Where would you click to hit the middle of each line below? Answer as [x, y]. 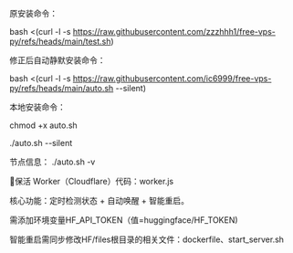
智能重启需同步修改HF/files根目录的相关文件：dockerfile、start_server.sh [147, 239]
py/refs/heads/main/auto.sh [62, 88]
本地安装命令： [37, 107]
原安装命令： [33, 13]
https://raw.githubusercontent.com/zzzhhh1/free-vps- [174, 32]
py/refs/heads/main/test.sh [60, 41]
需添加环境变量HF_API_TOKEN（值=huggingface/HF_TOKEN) [124, 220]
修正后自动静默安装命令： [58, 60]
